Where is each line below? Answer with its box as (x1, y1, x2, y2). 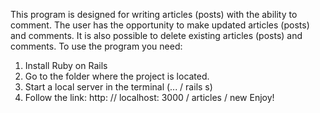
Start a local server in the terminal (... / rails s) (24, 81, 213, 93)
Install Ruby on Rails (24, 60, 108, 71)
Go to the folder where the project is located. (24, 70, 210, 82)
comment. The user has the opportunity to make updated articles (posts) (10, 19, 310, 31)
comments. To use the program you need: (10, 40, 183, 52)
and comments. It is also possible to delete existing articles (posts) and (10, 30, 303, 41)
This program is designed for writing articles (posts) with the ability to (10, 9, 298, 20)
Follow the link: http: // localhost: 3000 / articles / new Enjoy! (24, 92, 275, 103)
